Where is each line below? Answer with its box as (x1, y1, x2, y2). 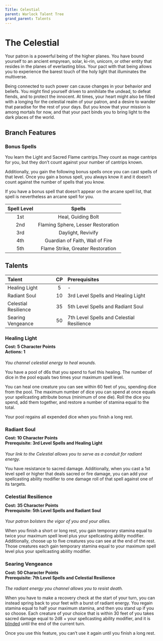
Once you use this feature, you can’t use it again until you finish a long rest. (5, 630, 156, 636)
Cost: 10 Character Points (5, 435, 58, 441)
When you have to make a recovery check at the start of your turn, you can (5, 595, 155, 601)
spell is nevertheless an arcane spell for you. (5, 194, 95, 200)
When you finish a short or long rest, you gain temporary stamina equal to (5, 528, 152, 533)
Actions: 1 (5, 349, 26, 355)
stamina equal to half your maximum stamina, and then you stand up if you (5, 605, 154, 611)
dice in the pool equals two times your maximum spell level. (5, 374, 124, 380)
